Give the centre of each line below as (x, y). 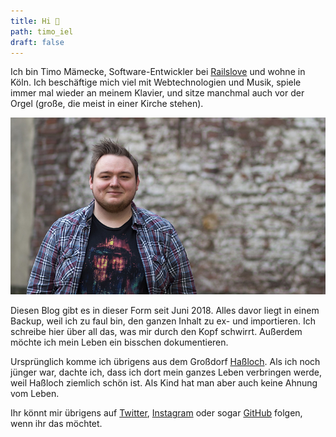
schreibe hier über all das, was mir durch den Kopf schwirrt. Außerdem (156, 332)
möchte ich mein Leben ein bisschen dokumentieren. (119, 342)
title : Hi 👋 (35, 21)
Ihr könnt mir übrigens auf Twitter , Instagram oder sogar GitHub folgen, (156, 413)
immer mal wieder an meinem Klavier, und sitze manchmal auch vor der (157, 93)
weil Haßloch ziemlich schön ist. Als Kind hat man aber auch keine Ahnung (164, 383)
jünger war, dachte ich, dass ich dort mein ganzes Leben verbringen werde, (166, 372)
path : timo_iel (42, 31)
